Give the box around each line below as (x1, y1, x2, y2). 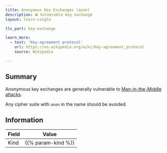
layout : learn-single (5, 17, 51, 22)
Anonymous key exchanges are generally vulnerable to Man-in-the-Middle (5, 86, 162, 92)
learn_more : (5, 35, 31, 41)
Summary (5, 72, 37, 81)
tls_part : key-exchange (5, 26, 56, 31)
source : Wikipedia (14, 49, 53, 54)
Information (5, 116, 44, 124)
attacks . (5, 91, 22, 97)
